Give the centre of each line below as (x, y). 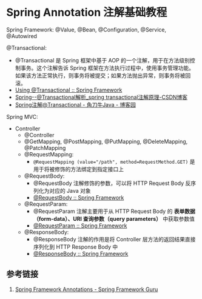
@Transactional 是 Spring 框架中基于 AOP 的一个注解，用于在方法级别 (102, 60)
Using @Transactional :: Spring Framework (69, 90)
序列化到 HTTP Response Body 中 (76, 247)
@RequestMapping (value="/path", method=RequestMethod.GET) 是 (114, 161)
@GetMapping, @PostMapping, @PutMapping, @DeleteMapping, (106, 141)
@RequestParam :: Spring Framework (80, 226)
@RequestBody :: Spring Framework (79, 197)
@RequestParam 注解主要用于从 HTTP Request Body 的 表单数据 (114, 211)
